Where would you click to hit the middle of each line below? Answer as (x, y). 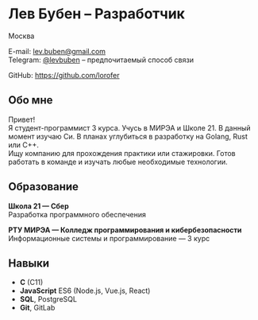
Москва (21, 36)
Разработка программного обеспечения (77, 214)
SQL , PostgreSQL (48, 299)
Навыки (29, 263)
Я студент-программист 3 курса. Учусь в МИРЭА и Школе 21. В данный (129, 127)
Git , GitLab (37, 308)
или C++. (24, 145)
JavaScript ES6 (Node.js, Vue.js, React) (85, 291)
